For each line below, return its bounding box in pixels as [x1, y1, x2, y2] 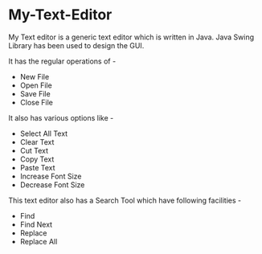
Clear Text [19, 137, 55, 146]
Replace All [19, 236, 58, 246]
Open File [19, 80, 52, 90]
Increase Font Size [19, 171, 82, 181]
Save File [19, 88, 51, 98]
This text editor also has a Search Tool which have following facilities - [8, 195, 242, 205]
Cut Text [19, 145, 49, 155]
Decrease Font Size [19, 179, 85, 190]
